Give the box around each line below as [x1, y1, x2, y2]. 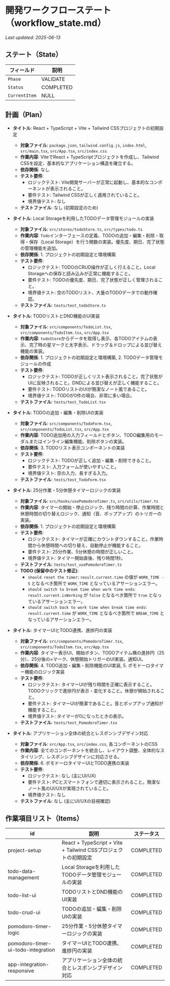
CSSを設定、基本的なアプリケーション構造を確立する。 [20, 160, 136, 166]
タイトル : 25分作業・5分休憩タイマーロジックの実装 [12, 487, 121, 493]
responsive [8, 967, 34, 974]
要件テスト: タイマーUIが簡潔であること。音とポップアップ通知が [27, 700, 163, 706]
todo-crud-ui [8, 909, 40, 916]
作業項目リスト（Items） [5, 814, 83, 823]
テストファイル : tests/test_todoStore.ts [20, 302, 106, 308]
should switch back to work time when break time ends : [27, 604, 147, 610]
